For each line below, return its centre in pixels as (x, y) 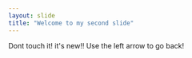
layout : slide (32, 15)
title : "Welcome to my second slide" (71, 23)
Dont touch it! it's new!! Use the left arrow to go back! (96, 45)
